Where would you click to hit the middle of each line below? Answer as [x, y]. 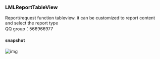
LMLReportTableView [31, 7]
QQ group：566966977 [29, 29]
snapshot [15, 40]
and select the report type [32, 23]
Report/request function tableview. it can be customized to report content [80, 18]
